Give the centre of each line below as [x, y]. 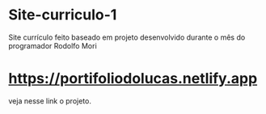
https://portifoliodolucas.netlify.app [133, 79]
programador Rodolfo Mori [53, 45]
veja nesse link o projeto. [50, 101]
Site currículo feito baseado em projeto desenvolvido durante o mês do [127, 37]
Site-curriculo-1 [63, 15]
